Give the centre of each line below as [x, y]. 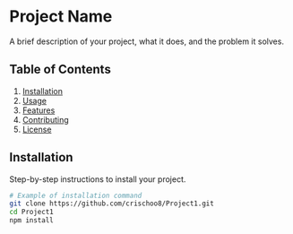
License [37, 129]
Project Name [61, 17]
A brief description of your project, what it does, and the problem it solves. [147, 41]
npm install [31, 221]
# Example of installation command [76, 195]
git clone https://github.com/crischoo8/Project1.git [112, 204]
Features [39, 110]
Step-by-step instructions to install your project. [98, 179]
